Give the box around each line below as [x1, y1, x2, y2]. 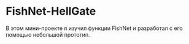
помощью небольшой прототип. [6, 31, 90, 38]
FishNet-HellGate [6, 4, 96, 18]
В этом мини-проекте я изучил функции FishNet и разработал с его [6, 24, 183, 32]
